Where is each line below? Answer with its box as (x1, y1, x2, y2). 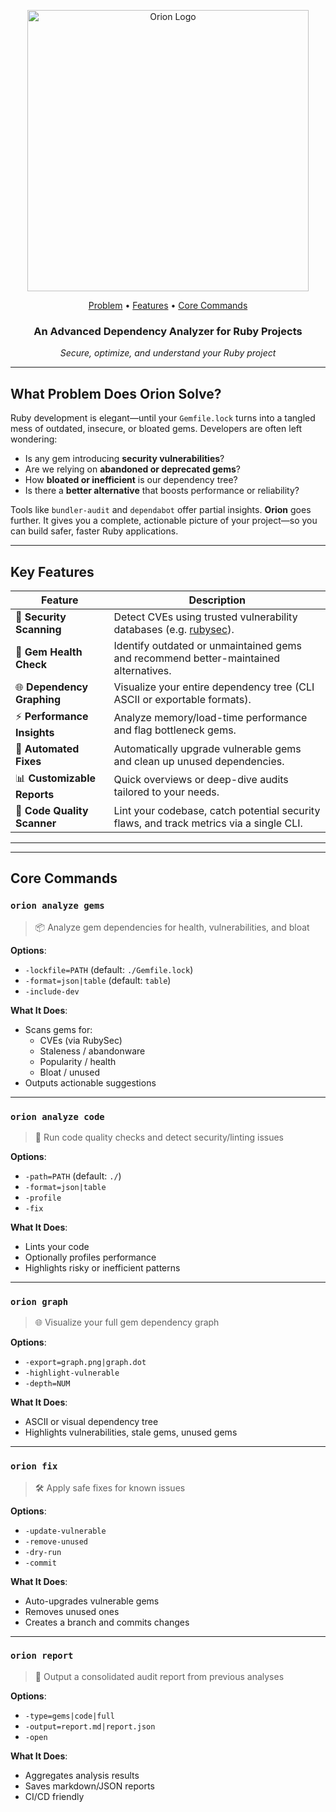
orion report (10, 1650, 74, 1662)
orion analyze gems (10, 900, 105, 912)
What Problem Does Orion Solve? (10, 385, 222, 402)
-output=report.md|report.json (24, 1721, 156, 1732)
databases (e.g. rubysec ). (113, 622, 235, 636)
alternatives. (113, 663, 172, 677)
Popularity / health (39, 1055, 117, 1067)
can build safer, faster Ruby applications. (10, 525, 179, 537)
